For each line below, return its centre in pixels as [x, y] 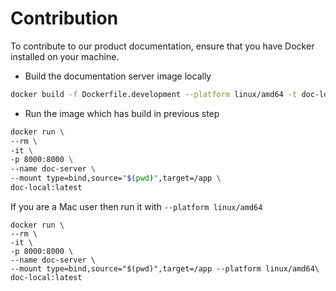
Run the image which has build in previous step [122, 113]
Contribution [64, 18]
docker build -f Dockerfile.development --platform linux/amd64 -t [154, 94]
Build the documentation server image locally [118, 76]
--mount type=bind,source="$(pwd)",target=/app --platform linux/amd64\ [165, 268]
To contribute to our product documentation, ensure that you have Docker [162, 46]
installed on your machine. [65, 56]
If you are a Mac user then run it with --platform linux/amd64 [136, 206]
